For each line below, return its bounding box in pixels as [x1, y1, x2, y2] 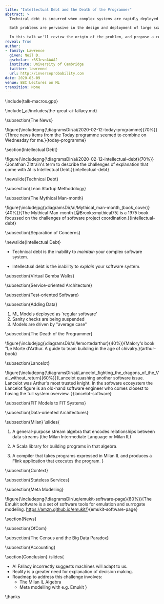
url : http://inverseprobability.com [9, 71, 84, 76]
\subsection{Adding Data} [5, 301, 58, 307]
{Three [5, 132, 19, 138]
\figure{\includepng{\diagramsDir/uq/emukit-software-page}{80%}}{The [5, 496, 152, 502]
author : [5, 44, 21, 49]
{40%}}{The [5, 209, 30, 216]
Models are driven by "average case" [12, 321, 87, 327]
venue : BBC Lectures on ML [5, 80, 60, 85]
